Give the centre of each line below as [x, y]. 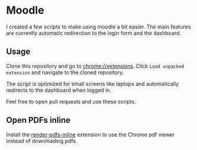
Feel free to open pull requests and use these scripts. [71, 101]
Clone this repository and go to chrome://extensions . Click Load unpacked [95, 66]
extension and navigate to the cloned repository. [65, 72]
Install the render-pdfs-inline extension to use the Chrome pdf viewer [91, 135]
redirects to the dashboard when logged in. [59, 90]
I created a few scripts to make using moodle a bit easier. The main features [98, 27]
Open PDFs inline [38, 120]
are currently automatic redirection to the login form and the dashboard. [94, 33]
